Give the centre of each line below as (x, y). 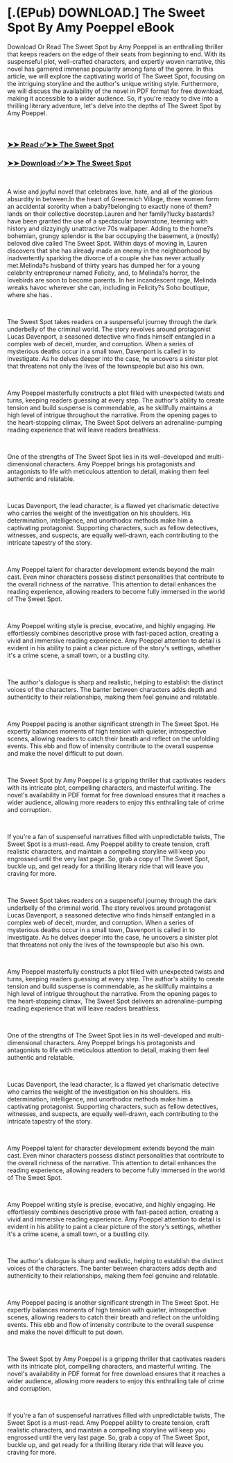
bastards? (200, 214)
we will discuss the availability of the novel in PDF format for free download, (115, 91)
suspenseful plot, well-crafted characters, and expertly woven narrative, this (116, 61)
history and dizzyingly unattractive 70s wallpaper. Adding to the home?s (110, 229)
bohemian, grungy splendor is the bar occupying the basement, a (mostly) (113, 236)
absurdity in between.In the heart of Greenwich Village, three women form (113, 199)
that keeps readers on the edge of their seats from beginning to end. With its (117, 54)
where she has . (30, 295)
